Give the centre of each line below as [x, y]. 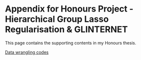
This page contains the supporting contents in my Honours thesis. [71, 43]
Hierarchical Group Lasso [57, 19]
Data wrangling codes [27, 52]
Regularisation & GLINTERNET [66, 30]
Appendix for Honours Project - [69, 9]
